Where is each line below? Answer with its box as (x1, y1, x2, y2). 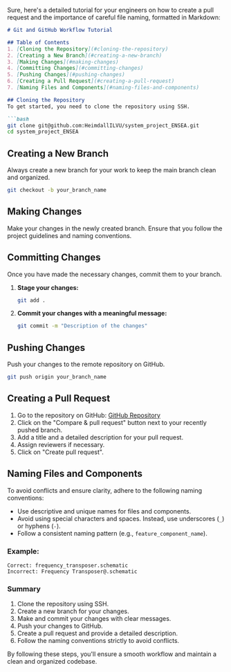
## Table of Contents (7, 39, 70, 46)
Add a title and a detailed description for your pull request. (17, 433, 184, 442)
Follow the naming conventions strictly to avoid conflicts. (17, 637, 180, 645)
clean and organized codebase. (7, 657, 98, 666)
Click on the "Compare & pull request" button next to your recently (17, 418, 207, 426)
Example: (7, 546, 39, 556)
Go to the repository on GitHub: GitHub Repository (17, 411, 161, 419)
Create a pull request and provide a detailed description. (17, 629, 178, 637)
